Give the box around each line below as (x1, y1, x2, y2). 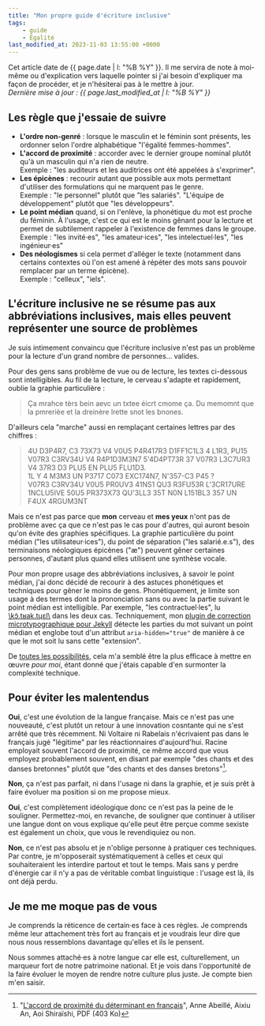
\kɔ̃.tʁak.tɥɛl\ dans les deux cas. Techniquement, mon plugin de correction (8, 611, 251, 620)
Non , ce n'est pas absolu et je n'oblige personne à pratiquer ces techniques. (8, 843, 257, 853)
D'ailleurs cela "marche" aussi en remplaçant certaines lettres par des (8, 422, 236, 431)
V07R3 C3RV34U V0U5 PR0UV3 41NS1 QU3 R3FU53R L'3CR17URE (27, 479, 246, 489)
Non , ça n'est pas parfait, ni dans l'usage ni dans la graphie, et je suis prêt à (8, 779, 255, 788)
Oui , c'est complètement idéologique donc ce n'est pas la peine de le (8, 802, 234, 812)
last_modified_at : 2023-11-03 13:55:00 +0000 (8, 41, 160, 49)
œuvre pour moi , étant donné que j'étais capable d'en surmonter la (8, 660, 226, 669)
